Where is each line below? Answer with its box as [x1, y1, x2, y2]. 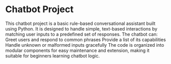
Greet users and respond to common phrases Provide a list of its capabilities [5, 37, 166, 43]
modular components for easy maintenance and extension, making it [5, 47, 150, 53]
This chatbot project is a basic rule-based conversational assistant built [5, 20, 156, 26]
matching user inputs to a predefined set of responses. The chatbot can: [5, 31, 158, 37]
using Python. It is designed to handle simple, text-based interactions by [5, 25, 158, 31]
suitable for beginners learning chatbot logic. [5, 52, 100, 59]
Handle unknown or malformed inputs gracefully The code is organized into [5, 42, 164, 48]
